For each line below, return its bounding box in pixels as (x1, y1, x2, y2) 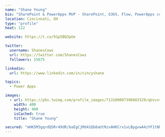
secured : (5, 125, 23, 130)
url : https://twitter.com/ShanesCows (9, 52, 87, 57)
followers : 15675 (9, 57, 45, 62)
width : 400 (14, 102, 36, 107)
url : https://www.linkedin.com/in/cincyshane (9, 70, 105, 75)
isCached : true (14, 111, 45, 116)
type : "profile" (5, 21, 38, 26)
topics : (5, 79, 21, 84)
